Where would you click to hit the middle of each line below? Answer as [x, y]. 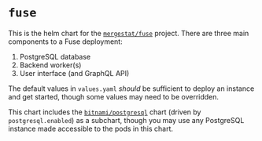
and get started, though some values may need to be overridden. [113, 96]
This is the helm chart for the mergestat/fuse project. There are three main [129, 33]
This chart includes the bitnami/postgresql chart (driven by [105, 112]
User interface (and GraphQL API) [74, 73]
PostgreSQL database [55, 56]
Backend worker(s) [50, 65]
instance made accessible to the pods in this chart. [90, 128]
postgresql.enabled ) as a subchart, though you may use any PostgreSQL [126, 120]
